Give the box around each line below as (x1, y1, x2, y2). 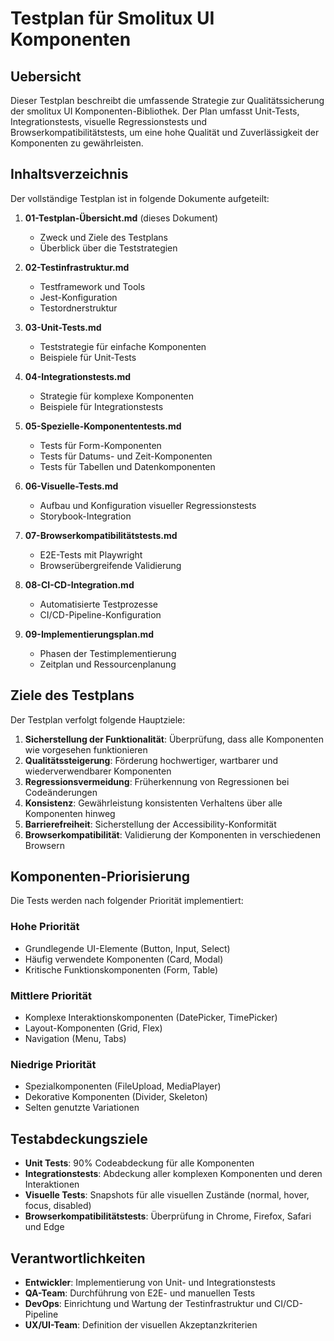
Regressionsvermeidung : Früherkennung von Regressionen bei (24, 775, 290, 787)
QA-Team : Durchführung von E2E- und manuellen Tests (24, 1287, 256, 1299)
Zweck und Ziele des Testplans (39, 231, 168, 243)
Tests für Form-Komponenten (39, 439, 162, 451)
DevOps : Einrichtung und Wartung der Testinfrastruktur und (24, 1297, 273, 1309)
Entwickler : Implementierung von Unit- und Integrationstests (24, 1276, 276, 1288)
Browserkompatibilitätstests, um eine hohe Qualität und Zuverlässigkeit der (10, 127, 320, 138)
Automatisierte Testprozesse (39, 598, 158, 610)
